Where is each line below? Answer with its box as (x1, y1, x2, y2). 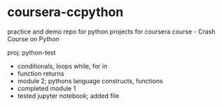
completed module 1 (17, 84, 76, 92)
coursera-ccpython (7, 4, 124, 20)
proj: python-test (7, 48, 56, 57)
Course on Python (7, 34, 60, 43)
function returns (17, 69, 64, 78)
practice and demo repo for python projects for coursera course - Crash (7, 27, 216, 36)
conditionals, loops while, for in (17, 62, 108, 70)
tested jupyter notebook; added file (17, 92, 120, 100)
